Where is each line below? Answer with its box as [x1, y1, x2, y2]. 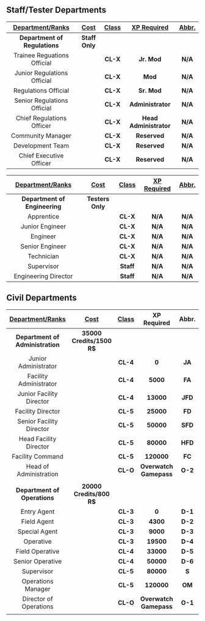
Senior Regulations [14, 96, 68, 105]
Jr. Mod [138, 55, 162, 63]
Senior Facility [17, 416, 58, 425]
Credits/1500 [71, 336, 112, 345]
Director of [22, 594, 53, 603]
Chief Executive [18, 151, 64, 160]
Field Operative [15, 547, 60, 555]
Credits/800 [73, 489, 110, 498]
